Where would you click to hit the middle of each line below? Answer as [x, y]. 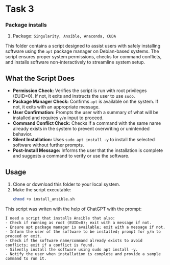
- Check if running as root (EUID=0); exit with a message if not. [79, 223]
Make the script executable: [42, 190]
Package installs [26, 25]
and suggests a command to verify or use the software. [71, 156]
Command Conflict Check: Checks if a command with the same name [87, 123]
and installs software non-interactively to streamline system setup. [75, 62]
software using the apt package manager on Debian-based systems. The [82, 51]
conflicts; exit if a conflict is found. [50, 245]
